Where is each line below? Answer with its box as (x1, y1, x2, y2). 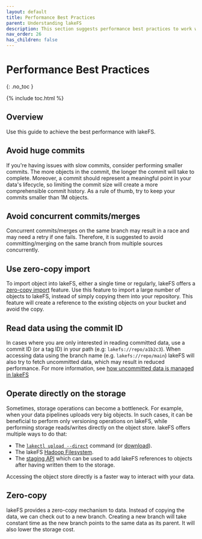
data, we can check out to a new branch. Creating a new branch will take (6, 512, 187, 520)
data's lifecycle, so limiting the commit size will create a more (6, 180, 158, 188)
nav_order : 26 (6, 31, 42, 37)
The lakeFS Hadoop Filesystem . (14, 448, 94, 456)
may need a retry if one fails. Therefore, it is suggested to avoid (6, 234, 164, 241)
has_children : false (6, 37, 58, 43)
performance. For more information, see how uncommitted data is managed (6, 365, 194, 372)
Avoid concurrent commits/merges (6, 211, 140, 221)
